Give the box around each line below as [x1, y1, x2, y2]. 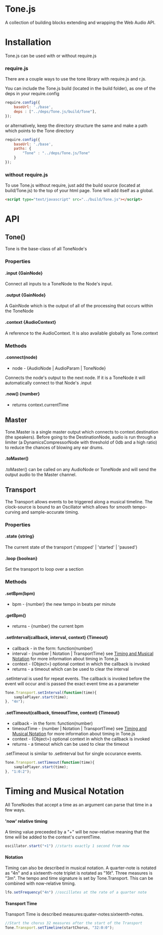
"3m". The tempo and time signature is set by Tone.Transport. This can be [5, 875, 153, 881]
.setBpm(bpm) [5, 590, 36, 596]
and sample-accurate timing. [21, 509, 79, 515]
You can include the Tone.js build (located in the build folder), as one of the [5, 85, 156, 91]
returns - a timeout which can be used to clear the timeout [12, 741, 129, 747]
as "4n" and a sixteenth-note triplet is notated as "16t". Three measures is [5, 870, 153, 876]
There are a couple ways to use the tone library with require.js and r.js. [5, 76, 146, 82]
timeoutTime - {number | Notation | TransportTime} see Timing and [12, 726, 147, 732]
